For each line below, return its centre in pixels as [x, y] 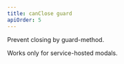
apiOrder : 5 [24, 20]
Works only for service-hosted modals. [63, 53]
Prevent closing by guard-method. [56, 39]
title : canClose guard [40, 13]
